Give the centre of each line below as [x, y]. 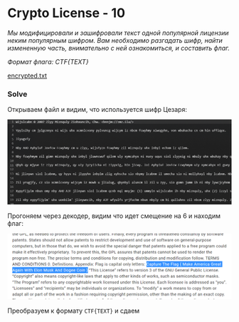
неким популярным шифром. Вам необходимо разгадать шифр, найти [115, 40]
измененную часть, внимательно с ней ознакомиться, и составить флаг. [118, 48]
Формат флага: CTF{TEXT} [48, 61]
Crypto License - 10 [67, 13]
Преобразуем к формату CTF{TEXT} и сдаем [74, 311]
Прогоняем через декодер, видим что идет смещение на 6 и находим [114, 216]
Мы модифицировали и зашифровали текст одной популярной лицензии [118, 33]
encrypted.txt [27, 76]
